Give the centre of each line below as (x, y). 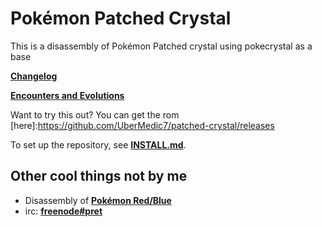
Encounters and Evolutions (67, 95)
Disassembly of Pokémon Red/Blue (98, 200)
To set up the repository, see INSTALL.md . (98, 144)
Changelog (34, 76)
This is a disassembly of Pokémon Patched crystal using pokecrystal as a (161, 46)
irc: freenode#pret (63, 211)
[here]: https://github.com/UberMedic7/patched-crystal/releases (142, 125)
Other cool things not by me (99, 176)
